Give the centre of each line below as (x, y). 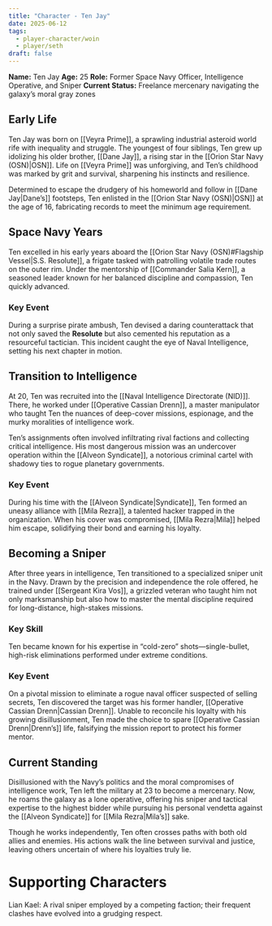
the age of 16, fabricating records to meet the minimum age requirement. (130, 206)
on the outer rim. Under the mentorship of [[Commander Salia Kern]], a (127, 269)
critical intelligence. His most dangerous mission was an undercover (123, 446)
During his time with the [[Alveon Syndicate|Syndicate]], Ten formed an (128, 502)
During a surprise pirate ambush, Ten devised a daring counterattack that (131, 325)
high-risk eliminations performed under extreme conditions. (108, 656)
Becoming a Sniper (57, 554)
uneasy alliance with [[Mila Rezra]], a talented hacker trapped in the (122, 511)
